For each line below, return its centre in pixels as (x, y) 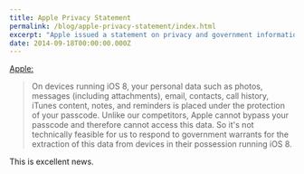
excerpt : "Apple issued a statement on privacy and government (131, 34)
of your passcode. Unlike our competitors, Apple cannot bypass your (160, 115)
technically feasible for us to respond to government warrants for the (160, 135)
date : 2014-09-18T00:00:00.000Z (70, 43)
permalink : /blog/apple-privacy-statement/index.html (113, 26)
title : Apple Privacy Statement (70, 18)
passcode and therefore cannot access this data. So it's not (143, 125)
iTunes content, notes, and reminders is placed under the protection (158, 106)
